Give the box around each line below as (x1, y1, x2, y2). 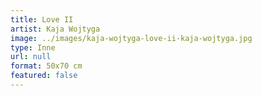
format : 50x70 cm (10, 61, 83, 71)
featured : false (10, 71, 78, 81)
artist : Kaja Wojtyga (10, 24, 101, 34)
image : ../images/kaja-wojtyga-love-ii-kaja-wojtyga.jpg (10, 33, 253, 43)
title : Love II (10, 14, 74, 25)
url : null (10, 52, 52, 62)
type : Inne (10, 42, 56, 53)
